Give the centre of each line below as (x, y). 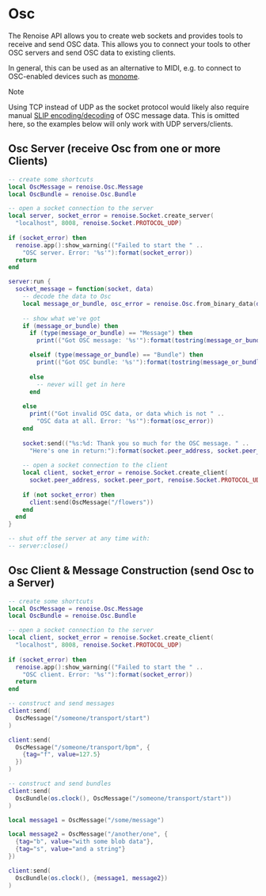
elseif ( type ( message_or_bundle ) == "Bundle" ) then (116, 355)
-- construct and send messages (61, 703)
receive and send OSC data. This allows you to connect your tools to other (129, 44)
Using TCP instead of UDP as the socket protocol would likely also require (129, 107)
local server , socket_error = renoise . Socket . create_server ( (111, 216)
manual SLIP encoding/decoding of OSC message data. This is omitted (124, 115)
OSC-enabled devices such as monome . (74, 76)
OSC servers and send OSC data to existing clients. (92, 52)
